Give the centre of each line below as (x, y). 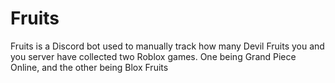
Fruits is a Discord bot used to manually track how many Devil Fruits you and (167, 46)
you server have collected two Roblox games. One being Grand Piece (153, 56)
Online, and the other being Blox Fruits (89, 67)
